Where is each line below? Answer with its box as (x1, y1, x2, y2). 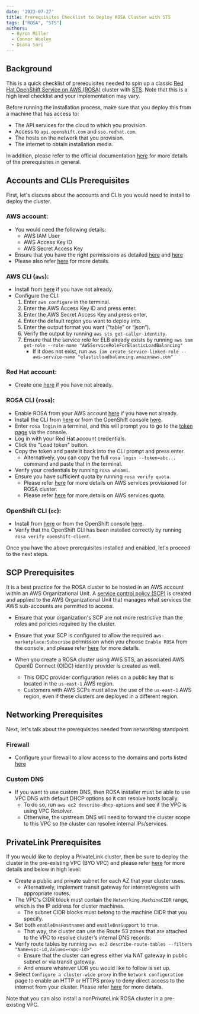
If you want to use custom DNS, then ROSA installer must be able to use (14, 788, 191, 796)
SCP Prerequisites (6, 568, 75, 578)
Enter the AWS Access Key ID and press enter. (23, 305, 137, 312)
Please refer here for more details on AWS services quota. (23, 491, 166, 499)
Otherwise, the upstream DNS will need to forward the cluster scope (23, 814, 191, 821)
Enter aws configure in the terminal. (23, 298, 111, 306)
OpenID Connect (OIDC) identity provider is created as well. (14, 662, 161, 669)
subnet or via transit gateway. (23, 958, 96, 965)
